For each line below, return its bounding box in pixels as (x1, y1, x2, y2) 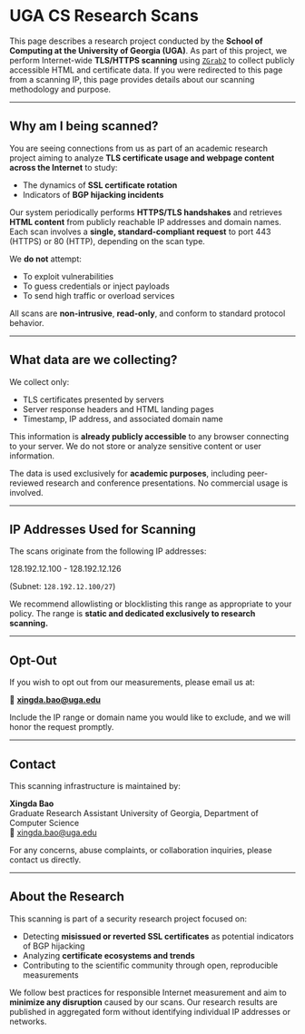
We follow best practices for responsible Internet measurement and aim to (9, 987, 288, 998)
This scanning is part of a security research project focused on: (9, 913, 248, 924)
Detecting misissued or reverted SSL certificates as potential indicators (22, 931, 294, 941)
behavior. (9, 317, 44, 328)
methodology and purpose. (9, 84, 112, 94)
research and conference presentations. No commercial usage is (44, 478, 289, 488)
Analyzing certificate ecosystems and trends (22, 950, 195, 960)
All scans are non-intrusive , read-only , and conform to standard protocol (9, 308, 286, 319)
